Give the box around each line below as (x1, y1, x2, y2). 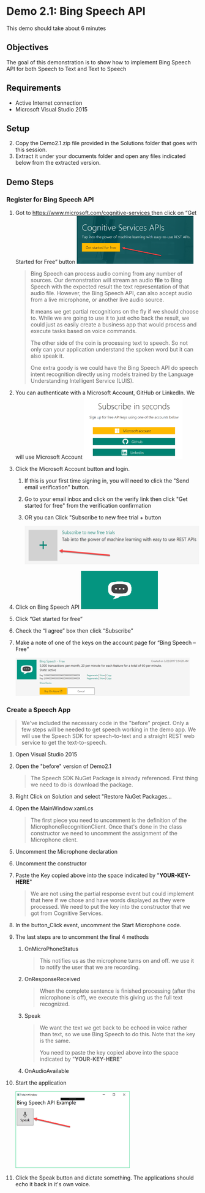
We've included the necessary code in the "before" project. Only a (21, 720, 189, 727)
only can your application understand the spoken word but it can (30, 346, 194, 353)
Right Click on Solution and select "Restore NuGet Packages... (15, 793, 173, 800)
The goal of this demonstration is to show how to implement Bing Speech (6, 58, 191, 66)
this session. (15, 146, 47, 154)
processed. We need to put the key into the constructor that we (30, 903, 190, 911)
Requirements (6, 83, 61, 93)
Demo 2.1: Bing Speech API (6, 4, 146, 18)
